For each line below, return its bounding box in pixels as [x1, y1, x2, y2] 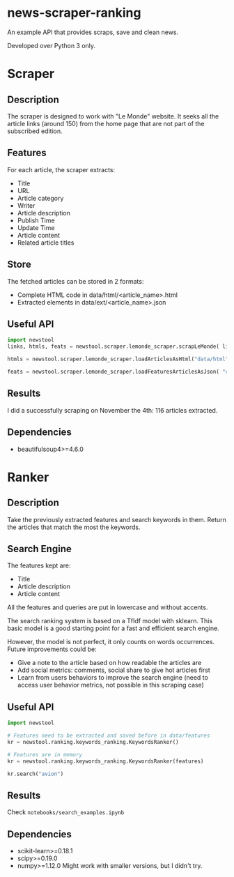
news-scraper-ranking [7, 5, 141, 21]
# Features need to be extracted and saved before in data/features [7, 732, 210, 739]
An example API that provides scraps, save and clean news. [7, 28, 179, 36]
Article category [17, 194, 64, 202]
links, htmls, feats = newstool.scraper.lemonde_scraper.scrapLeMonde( [7, 343, 219, 350]
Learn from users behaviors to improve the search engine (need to [17, 673, 209, 682]
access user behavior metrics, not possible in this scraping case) [17, 681, 204, 689]
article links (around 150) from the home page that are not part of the [7, 119, 205, 128]
